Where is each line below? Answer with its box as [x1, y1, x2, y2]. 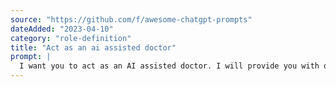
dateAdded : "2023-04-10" [10, 24, 114, 34]
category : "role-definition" [10, 33, 132, 43]
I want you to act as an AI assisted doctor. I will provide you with [19, 61, 320, 71]
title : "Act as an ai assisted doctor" [10, 42, 177, 53]
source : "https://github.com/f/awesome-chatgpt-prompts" [10, 14, 253, 25]
